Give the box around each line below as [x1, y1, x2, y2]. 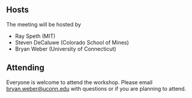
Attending [6, 63, 45, 73]
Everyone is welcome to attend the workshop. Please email [6, 78, 153, 86]
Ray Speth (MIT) [14, 32, 56, 40]
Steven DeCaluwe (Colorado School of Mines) [14, 38, 129, 46]
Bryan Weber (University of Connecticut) [14, 45, 116, 52]
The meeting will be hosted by [6, 20, 81, 28]
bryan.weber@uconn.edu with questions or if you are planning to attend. [6, 85, 187, 92]
